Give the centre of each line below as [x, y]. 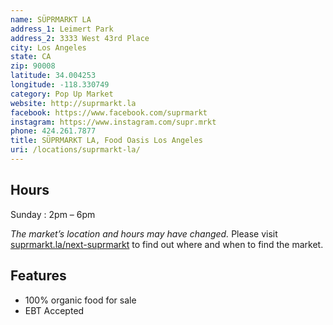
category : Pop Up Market [62, 94]
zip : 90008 [33, 66]
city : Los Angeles [48, 47]
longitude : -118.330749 [60, 85]
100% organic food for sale [80, 300]
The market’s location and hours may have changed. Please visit [144, 233]
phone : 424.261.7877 [53, 131]
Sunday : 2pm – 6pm [53, 214]
